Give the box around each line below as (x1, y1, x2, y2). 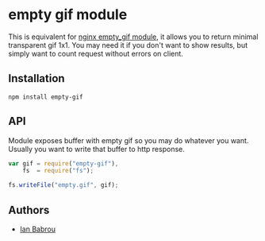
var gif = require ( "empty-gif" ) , (8, 159, 119, 168)
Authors (8, 203, 50, 216)
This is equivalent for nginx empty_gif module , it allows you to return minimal (8, 32, 259, 41)
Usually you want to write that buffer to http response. (8, 144, 185, 154)
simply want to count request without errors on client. (8, 49, 184, 58)
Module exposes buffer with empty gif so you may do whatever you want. (8, 135, 249, 145)
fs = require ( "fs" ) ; (22, 167, 94, 175)
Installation (8, 72, 65, 85)
